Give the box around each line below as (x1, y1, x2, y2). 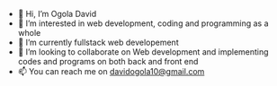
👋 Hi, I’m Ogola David (17, 9, 97, 19)
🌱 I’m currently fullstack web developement (17, 37, 179, 47)
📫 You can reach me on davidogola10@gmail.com (17, 66, 205, 76)
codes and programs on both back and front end (17, 56, 199, 66)
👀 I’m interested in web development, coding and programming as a (17, 18, 269, 29)
